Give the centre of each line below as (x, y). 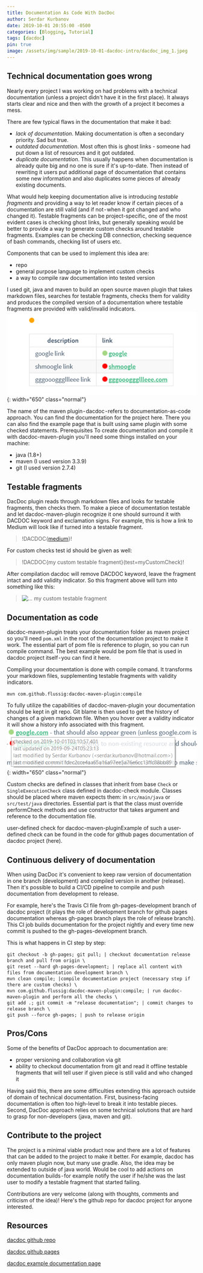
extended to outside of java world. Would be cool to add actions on (90, 1169)
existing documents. (41, 185)
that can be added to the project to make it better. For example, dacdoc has (101, 1156)
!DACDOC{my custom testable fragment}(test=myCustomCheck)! (103, 562)
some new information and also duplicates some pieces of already (98, 178)
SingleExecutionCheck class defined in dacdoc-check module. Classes (94, 791)
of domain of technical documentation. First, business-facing (83, 1097)
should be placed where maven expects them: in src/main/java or (89, 797)
